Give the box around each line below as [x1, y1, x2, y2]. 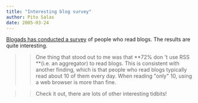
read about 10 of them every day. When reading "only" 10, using [35, 72, 192, 80]
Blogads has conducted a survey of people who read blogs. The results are [6, 36, 191, 43]
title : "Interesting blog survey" [6, 8, 92, 15]
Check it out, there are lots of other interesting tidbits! [35, 90, 167, 98]
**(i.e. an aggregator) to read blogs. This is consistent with [35, 60, 180, 67]
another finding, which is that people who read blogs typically [35, 66, 187, 73]
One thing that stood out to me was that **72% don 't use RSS [35, 54, 190, 61]
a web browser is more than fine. [35, 79, 117, 86]
